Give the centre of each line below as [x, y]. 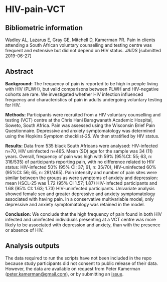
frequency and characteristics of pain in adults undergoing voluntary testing [84, 99]
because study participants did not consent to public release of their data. [82, 263]
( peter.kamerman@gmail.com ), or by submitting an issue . [64, 274]
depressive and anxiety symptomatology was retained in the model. [75, 204]
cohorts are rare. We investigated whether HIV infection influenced [74, 94]
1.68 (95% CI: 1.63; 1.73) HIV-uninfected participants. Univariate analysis [80, 188]
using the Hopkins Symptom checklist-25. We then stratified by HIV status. [82, 136]
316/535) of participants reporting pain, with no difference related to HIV [80, 162]
